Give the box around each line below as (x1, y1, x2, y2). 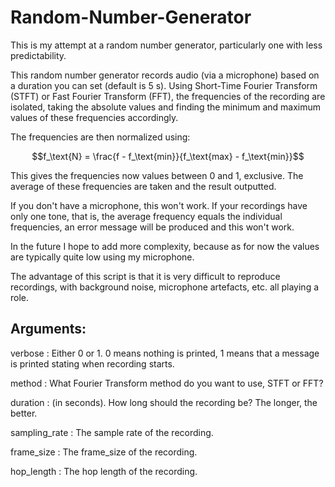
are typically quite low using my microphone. (10, 251, 195, 263)
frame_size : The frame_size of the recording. (10, 446, 198, 458)
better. (10, 407, 38, 419)
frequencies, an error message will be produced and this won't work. (10, 221, 295, 233)
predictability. (10, 49, 67, 61)
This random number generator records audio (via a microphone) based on (10, 69, 320, 81)
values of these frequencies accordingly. (10, 111, 179, 123)
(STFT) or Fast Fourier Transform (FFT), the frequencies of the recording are (10, 90, 326, 102)
